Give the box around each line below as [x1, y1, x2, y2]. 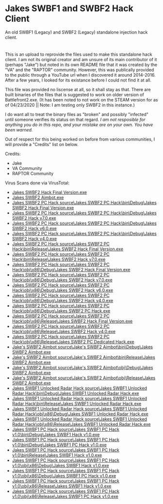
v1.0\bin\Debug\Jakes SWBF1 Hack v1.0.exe [12, 432, 100, 438]
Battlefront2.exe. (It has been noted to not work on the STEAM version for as [5, 97, 158, 103]
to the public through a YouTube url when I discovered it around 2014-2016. [5, 72, 156, 78]
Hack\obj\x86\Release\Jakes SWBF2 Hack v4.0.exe [12, 328, 115, 335]
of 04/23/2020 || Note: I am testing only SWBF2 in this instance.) [5, 102, 135, 108]
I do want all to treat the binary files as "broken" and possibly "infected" [5, 112, 149, 117]
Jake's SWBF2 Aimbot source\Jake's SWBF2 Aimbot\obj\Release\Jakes [12, 375, 156, 381]
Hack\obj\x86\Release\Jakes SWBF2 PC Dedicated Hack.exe [12, 339, 134, 345]
